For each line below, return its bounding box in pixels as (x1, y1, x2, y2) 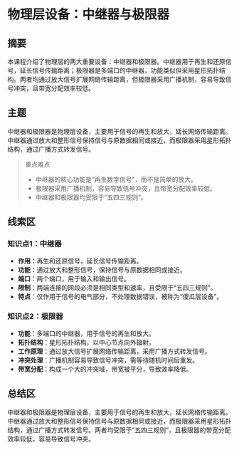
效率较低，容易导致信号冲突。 (7, 434, 95, 443)
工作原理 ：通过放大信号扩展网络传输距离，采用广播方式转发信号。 (17, 347, 211, 355)
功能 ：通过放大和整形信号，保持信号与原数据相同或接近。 (17, 265, 186, 274)
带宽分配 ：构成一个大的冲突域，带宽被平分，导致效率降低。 (17, 365, 193, 373)
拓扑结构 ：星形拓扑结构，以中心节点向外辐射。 (17, 337, 155, 346)
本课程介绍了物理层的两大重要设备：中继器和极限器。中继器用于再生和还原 (7, 58, 225, 66)
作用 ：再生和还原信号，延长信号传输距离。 (17, 256, 143, 265)
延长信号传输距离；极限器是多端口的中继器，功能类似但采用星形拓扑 (19, 66, 219, 75)
